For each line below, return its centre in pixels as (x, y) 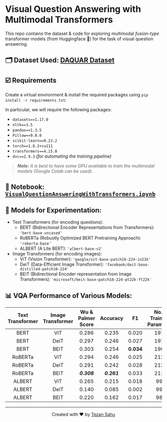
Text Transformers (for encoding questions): (58, 222)
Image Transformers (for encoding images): (57, 254)
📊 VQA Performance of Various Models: (69, 295)
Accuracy (112, 318)
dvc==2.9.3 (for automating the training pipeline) (62, 156)
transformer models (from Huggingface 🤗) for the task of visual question (79, 39)
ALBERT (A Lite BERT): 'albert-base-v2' (61, 249)
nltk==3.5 (23, 125)
